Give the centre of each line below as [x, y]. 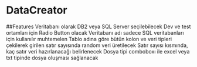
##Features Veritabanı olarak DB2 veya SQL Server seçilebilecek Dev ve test [98, 26]
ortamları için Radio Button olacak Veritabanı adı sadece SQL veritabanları [95, 32]
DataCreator [37, 10]
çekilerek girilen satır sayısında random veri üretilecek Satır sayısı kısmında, [97, 45]
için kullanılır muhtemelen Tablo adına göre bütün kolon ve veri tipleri [89, 39]
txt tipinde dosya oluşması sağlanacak [52, 58]
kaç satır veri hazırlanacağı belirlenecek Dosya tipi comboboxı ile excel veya [98, 51]
